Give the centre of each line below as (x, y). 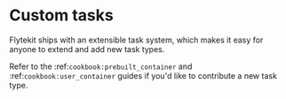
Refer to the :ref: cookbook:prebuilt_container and (101, 66)
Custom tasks (61, 15)
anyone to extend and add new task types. (87, 49)
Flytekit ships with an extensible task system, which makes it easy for (136, 40)
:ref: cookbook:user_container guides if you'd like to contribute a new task (143, 75)
